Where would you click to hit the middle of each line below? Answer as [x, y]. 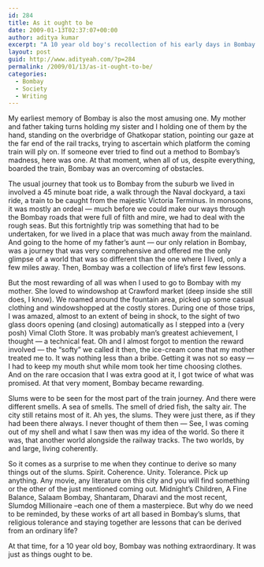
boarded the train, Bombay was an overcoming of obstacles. [106, 169]
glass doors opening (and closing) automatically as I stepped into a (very [126, 324]
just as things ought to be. [50, 554]
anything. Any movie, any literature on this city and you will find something [129, 480]
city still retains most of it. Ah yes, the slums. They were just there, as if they [132, 415]
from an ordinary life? [43, 531]
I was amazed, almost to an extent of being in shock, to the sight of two [124, 317]
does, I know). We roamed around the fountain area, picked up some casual [131, 299]
